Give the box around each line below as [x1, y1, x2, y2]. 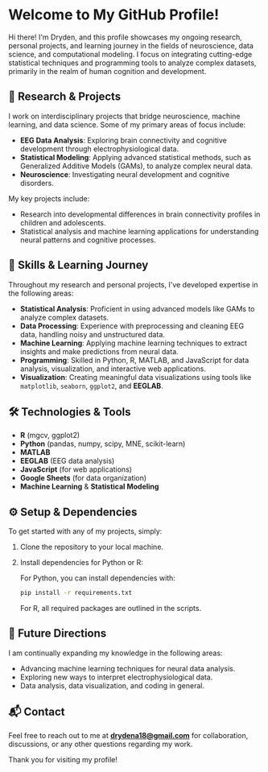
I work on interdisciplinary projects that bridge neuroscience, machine [8, 111, 241, 121]
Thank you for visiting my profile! [8, 754, 118, 764]
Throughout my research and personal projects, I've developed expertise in [8, 279, 258, 289]
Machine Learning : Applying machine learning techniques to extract [19, 338, 248, 348]
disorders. [19, 178, 55, 188]
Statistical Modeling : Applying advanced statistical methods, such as [19, 152, 252, 162]
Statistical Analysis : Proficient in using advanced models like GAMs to [19, 303, 255, 313]
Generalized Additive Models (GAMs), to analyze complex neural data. [19, 161, 254, 171]
